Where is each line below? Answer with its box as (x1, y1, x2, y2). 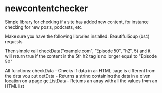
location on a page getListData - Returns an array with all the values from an (5, 78, 158, 84)
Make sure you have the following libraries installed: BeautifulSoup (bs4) (5, 33, 150, 39)
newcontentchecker (5, 3, 88, 14)
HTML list (5, 83, 24, 89)
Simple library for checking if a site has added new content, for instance (5, 19, 149, 25)
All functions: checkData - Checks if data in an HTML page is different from (5, 67, 156, 73)
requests (5, 38, 23, 44)
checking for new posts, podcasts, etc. (5, 24, 83, 30)
